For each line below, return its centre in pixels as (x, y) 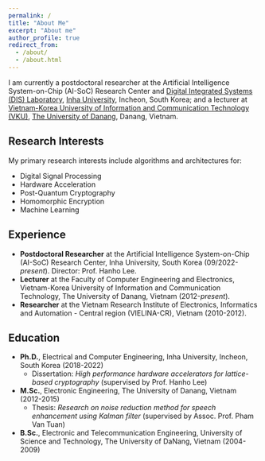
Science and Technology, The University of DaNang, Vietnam (120, 441)
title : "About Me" (39, 23)
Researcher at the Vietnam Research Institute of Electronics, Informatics (138, 304)
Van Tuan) (49, 424)
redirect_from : (33, 45)
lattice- (237, 374)
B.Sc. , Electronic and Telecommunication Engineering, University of (131, 433)
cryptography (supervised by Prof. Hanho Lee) (131, 382)
